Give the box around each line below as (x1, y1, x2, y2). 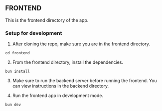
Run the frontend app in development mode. (12, 93, 104, 99)
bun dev (5, 102, 21, 108)
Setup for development (5, 29, 62, 36)
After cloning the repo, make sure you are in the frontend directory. (12, 41, 151, 47)
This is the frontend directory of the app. (5, 17, 89, 23)
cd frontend (5, 51, 30, 56)
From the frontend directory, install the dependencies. (12, 59, 124, 65)
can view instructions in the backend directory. (12, 83, 109, 89)
